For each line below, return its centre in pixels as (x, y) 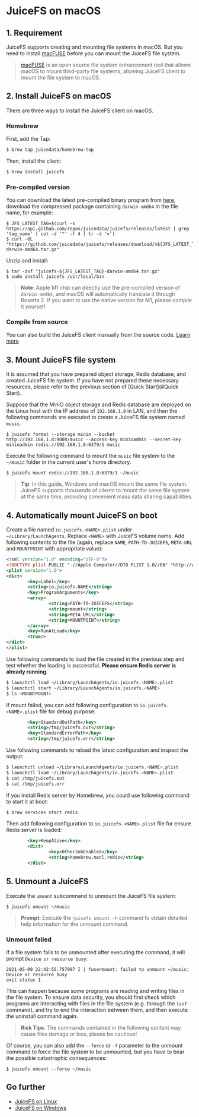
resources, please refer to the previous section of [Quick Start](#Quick (92, 387)
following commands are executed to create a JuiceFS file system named (96, 417)
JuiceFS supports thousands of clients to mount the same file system (105, 491)
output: (15, 757)
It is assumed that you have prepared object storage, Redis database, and (96, 374)
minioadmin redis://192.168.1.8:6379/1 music (63, 445)
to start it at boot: (27, 801)
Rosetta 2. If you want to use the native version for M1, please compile (106, 300)
